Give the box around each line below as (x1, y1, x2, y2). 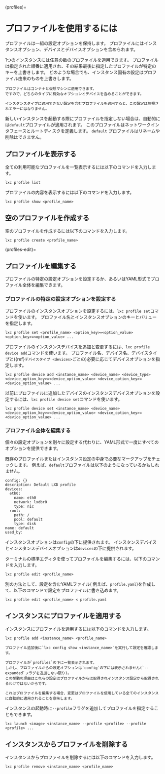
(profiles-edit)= (5, 246, 36, 252)
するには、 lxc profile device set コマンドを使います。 (9, 396, 123, 402)
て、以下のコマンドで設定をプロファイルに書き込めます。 (5, 587, 121, 593)
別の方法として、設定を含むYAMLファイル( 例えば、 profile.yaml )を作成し (5, 581, 156, 587)
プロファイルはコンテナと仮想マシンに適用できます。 (5, 86, 97, 91)
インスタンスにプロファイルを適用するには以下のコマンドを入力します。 (5, 626, 152, 632)
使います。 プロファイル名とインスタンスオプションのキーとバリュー (18, 314, 157, 320)
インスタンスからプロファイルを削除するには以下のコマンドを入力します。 (5, 754, 156, 760)
